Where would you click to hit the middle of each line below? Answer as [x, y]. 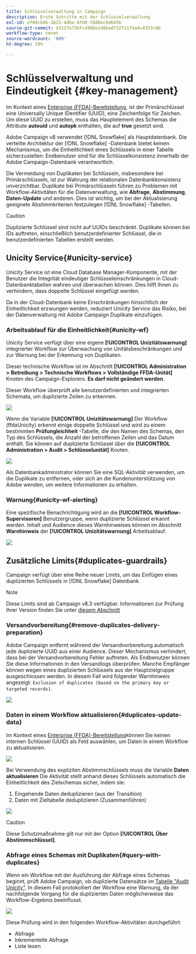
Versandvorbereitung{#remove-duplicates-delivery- [83, 625]
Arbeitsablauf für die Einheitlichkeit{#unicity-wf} [78, 330]
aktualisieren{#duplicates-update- [131, 715]
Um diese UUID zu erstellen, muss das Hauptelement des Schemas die [91, 119]
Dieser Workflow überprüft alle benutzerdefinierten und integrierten [88, 390]
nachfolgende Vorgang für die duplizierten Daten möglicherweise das [90, 894]
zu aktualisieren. [26, 747]
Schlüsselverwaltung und [70, 78]
